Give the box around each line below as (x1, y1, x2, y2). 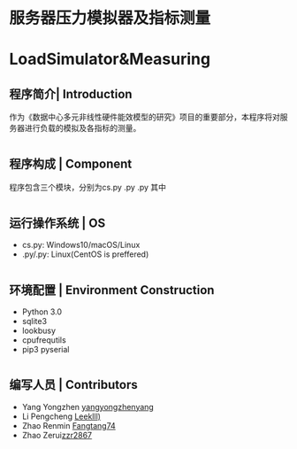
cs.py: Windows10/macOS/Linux (21, 240, 141, 251)
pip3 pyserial (21, 344, 70, 355)
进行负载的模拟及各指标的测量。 (24, 123, 141, 134)
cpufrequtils (21, 335, 66, 345)
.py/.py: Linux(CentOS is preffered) (21, 249, 149, 259)
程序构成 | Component (9, 157, 133, 172)
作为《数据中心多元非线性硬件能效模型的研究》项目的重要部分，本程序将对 (9, 112, 280, 122)
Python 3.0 (21, 306, 63, 317)
